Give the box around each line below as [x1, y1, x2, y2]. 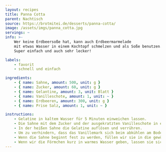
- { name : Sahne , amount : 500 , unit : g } [14, 80, 101, 85]
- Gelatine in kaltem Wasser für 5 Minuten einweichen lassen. [14, 116, 147, 121]
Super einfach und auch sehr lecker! [14, 48, 92, 53]
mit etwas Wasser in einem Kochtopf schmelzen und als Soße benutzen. [14, 44, 163, 49]
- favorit [14, 62, 35, 67]
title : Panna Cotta [5, 12, 45, 17]
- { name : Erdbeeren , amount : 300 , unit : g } [14, 98, 110, 104]
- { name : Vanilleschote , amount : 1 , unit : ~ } [14, 94, 114, 99]
